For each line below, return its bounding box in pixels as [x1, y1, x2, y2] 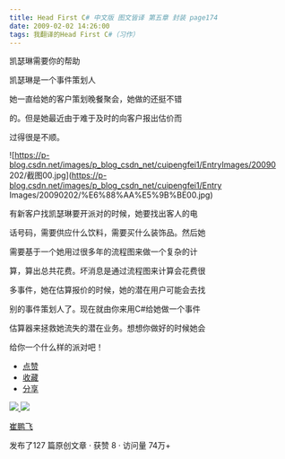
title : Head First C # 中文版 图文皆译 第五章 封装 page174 [9, 13, 218, 22]
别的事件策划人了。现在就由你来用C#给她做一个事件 [9, 304, 202, 314]
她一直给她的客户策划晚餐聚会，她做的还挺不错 [9, 93, 182, 104]
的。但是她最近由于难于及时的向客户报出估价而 [9, 113, 182, 124]
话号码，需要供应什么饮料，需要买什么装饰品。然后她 [9, 227, 206, 238]
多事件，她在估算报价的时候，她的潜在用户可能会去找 [9, 285, 206, 296]
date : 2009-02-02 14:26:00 [9, 22, 110, 31]
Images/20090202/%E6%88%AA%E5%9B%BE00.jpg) [9, 190, 213, 200]
